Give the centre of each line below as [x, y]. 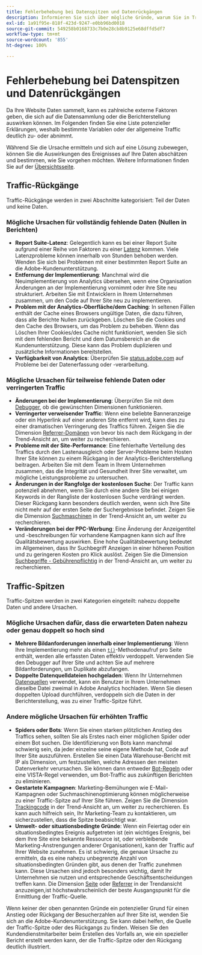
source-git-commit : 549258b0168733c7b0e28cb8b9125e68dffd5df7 [86, 29]
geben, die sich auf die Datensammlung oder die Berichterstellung [88, 116]
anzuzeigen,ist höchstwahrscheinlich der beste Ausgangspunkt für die [103, 890]
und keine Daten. [27, 206]
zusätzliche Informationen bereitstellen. [64, 351]
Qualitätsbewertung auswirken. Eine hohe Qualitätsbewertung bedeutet [103, 542]
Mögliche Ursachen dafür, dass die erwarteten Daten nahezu [97, 623]
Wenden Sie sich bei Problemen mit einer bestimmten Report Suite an [101, 262]
